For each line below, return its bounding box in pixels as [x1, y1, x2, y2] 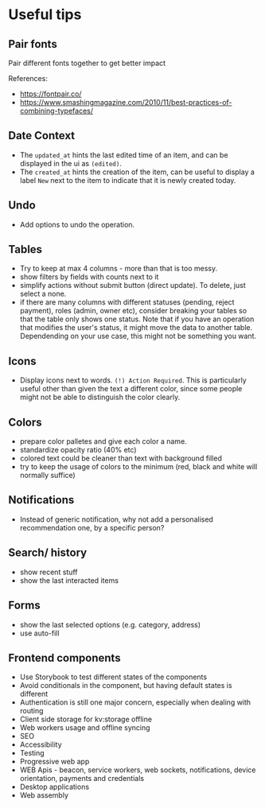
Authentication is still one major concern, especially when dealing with [19, 697, 251, 707]
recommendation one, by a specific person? [19, 522, 165, 532]
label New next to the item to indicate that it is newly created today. [19, 175, 236, 185]
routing [19, 706, 44, 716]
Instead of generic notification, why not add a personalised [19, 515, 213, 524]
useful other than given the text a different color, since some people [19, 384, 243, 394]
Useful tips [8, 6, 82, 24]
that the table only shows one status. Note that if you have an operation [19, 314, 255, 324]
